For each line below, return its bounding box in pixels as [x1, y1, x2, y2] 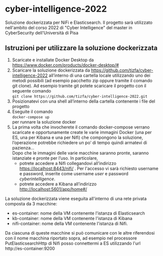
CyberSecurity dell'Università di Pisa [5, 30, 79, 36]
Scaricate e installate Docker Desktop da [12, 57, 94, 63]
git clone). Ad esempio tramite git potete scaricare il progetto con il [12, 83, 146, 89]
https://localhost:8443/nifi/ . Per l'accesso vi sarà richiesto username [19, 165, 159, 171]
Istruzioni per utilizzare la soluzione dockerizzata [5, 44, 158, 52]
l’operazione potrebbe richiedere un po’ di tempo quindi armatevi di [12, 140, 147, 146]
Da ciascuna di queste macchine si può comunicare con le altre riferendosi [5, 230, 155, 236]
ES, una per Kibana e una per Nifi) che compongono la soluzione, [12, 134, 144, 140]
